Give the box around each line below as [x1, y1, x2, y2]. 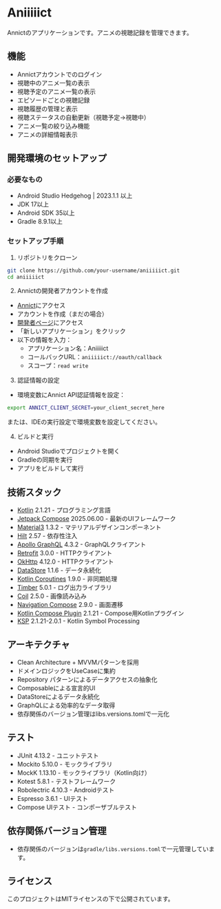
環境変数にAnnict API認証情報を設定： [17, 391, 126, 399]
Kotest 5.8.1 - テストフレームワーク [17, 777, 116, 785]
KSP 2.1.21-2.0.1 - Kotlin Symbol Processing [17, 617, 140, 625]
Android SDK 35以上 [17, 208, 76, 217]
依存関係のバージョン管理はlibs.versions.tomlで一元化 [17, 709, 170, 718]
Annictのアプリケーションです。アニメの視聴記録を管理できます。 [7, 28, 193, 36]
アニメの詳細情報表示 [17, 130, 78, 138]
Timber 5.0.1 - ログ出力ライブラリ [17, 584, 112, 592]
